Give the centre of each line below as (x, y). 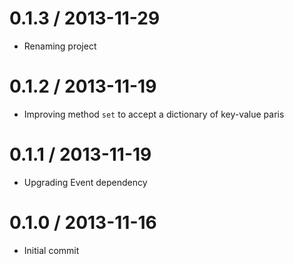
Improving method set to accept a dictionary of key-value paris (154, 114)
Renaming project (60, 46)
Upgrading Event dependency (85, 182)
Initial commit (51, 250)
